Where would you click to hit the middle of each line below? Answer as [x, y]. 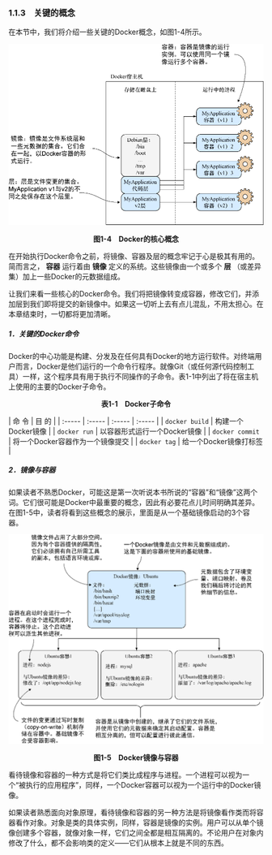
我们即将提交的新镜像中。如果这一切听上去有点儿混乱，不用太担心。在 [147, 304]
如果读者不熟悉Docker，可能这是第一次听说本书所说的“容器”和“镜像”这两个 [133, 492]
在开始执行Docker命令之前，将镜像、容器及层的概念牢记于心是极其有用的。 [134, 256]
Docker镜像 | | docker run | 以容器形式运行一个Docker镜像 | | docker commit [134, 431]
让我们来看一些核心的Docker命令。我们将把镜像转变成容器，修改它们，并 [130, 293]
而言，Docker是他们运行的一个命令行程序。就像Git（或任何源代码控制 [131, 366]
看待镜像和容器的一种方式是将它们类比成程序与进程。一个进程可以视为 [125, 775]
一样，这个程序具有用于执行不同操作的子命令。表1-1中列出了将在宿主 [137, 376]
